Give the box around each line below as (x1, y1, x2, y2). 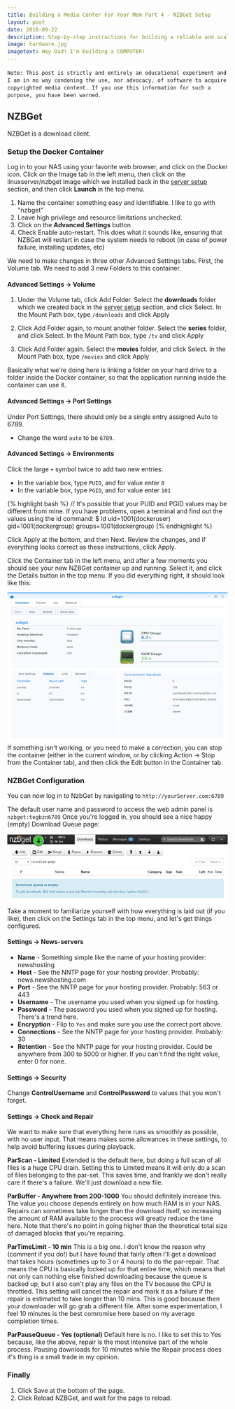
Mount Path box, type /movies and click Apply (17, 352, 150, 361)
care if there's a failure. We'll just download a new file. (7, 1178, 163, 1187)
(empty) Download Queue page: (7, 820, 100, 829)
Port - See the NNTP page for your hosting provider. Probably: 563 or (17, 982, 219, 991)
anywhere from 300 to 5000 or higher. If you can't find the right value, (17, 1050, 220, 1058)
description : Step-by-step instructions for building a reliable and (7, 34, 215, 41)
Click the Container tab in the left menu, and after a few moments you (7, 556, 208, 564)
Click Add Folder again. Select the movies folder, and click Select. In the (17, 345, 226, 353)
